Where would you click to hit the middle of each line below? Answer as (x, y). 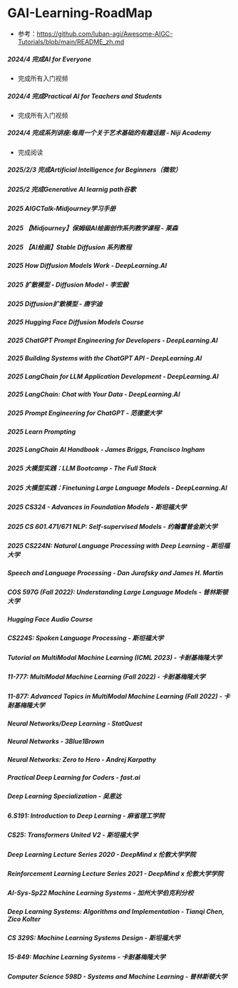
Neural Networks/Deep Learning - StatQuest (75, 723)
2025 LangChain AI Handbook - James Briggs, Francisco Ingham (106, 450)
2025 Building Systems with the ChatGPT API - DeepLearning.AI (105, 359)
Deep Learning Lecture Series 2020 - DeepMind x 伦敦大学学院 (102, 854)
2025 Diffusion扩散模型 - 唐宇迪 (55, 304)
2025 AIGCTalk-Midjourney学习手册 (62, 209)
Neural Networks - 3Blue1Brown (56, 741)
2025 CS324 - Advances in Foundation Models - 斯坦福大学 (97, 507)
